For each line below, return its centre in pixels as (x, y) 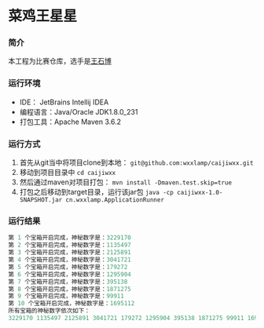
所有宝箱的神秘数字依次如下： (49, 311)
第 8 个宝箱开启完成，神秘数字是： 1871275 (70, 289)
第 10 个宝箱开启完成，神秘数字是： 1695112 (71, 304)
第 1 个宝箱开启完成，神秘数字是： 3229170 (70, 238)
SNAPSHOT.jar (41, 200)
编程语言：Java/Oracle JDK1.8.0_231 (79, 111)
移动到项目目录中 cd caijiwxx (68, 173)
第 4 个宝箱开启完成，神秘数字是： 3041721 (70, 260)
